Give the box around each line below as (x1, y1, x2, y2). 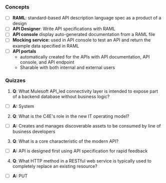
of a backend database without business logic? (12, 93, 110, 99)
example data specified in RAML (12, 42, 79, 48)
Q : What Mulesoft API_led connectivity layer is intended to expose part (12, 88, 158, 94)
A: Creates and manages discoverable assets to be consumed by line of (12, 122, 161, 128)
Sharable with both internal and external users (19, 64, 115, 70)
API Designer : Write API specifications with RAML (12, 26, 116, 32)
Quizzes (5, 76, 26, 83)
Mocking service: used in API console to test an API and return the (12, 37, 151, 43)
